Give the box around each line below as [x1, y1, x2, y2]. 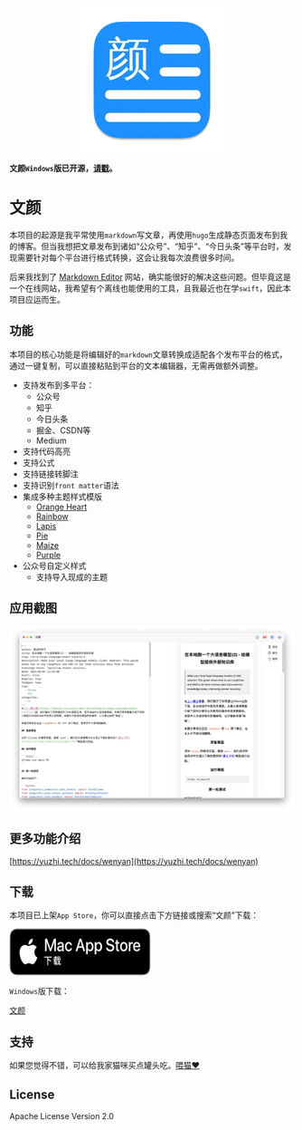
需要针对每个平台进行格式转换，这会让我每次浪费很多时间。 [16, 252, 240, 263]
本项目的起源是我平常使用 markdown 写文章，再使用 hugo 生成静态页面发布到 [9, 229, 280, 240]
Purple [35, 549, 61, 560]
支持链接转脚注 [22, 468, 79, 479]
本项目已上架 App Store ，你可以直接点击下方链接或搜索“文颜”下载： [9, 910, 260, 921]
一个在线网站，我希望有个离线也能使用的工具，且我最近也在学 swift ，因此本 [9, 283, 291, 294]
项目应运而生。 [9, 294, 65, 304]
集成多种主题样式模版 [22, 491, 102, 502]
